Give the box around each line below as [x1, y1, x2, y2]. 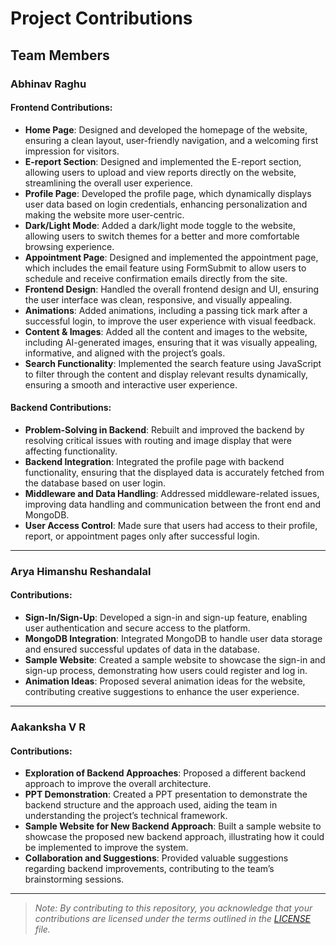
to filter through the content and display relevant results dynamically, [24, 368, 308, 380]
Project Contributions [10, 7, 193, 30]
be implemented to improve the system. [24, 842, 189, 854]
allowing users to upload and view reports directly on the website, [24, 166, 297, 178]
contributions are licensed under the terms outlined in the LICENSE [34, 913, 312, 925]
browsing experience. [24, 240, 115, 252]
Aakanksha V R [10, 720, 86, 734]
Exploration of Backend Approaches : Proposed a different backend [24, 767, 306, 779]
